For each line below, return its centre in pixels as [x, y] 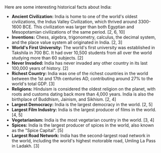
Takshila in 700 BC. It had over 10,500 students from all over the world [82, 53]
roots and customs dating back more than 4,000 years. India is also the [82, 94]
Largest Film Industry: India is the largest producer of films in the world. [84, 110]
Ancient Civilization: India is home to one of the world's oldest [74, 16]
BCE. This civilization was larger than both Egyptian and [78, 27]
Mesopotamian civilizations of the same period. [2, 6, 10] [68, 32]
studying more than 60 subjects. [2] [47, 58]
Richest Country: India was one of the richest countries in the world [80, 73]
